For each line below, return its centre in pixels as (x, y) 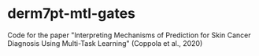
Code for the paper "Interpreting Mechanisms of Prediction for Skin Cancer (129, 35)
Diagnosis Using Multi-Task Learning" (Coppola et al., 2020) (105, 43)
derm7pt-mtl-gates (71, 14)
